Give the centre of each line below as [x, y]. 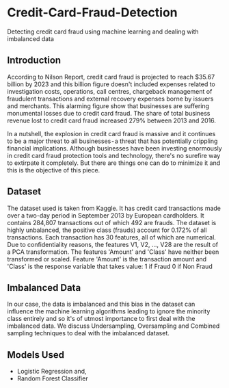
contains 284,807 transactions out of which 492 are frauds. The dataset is [112, 222]
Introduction [34, 61]
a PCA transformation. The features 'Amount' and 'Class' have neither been [113, 252]
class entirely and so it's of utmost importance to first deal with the [101, 319]
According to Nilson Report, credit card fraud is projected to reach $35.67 [111, 77]
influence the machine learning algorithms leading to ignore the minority [109, 311]
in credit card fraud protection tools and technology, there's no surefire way [114, 155]
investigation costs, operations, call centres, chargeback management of [110, 91]
